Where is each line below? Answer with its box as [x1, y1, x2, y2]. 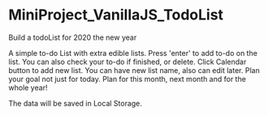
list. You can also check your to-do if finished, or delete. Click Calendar [8, 57, 247, 67]
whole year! [8, 83, 48, 92]
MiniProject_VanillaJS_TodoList [8, 6, 224, 24]
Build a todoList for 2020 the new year [8, 32, 137, 42]
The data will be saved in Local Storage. [8, 98, 142, 108]
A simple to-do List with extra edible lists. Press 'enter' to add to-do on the [8, 48, 258, 58]
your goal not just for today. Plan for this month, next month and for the [8, 74, 246, 84]
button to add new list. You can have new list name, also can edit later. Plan [8, 65, 260, 75]
